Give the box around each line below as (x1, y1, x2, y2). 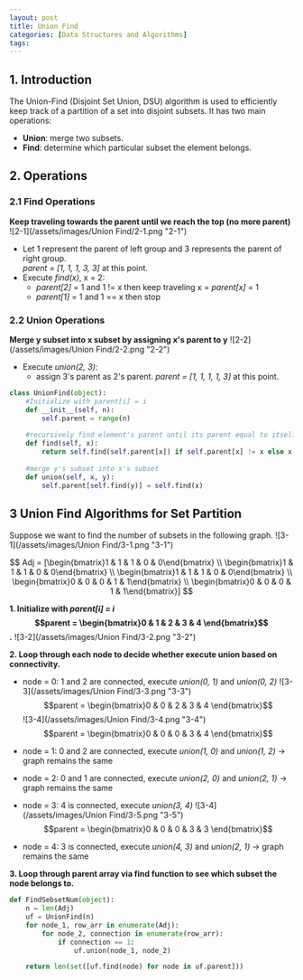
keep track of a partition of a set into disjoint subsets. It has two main (9, 106, 266, 117)
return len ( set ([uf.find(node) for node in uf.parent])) (25, 962, 244, 972)
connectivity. (9, 659, 60, 670)
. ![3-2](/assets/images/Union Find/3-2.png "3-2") (9, 632, 197, 643)
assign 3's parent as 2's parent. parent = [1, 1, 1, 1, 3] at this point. (35, 372, 280, 382)
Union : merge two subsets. (22, 133, 124, 144)
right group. (22, 252, 67, 263)
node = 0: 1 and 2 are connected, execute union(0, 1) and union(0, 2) (22, 676, 278, 687)
